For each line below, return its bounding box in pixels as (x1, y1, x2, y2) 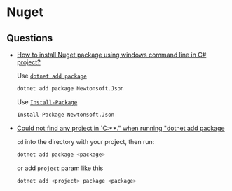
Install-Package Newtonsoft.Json (16, 111, 115, 118)
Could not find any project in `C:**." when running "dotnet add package (16, 124, 225, 132)
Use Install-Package (16, 97, 78, 106)
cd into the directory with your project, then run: (16, 137, 155, 146)
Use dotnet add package (16, 71, 87, 80)
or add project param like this (16, 164, 104, 172)
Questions (6, 32, 53, 44)
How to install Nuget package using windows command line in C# (16, 50, 207, 59)
